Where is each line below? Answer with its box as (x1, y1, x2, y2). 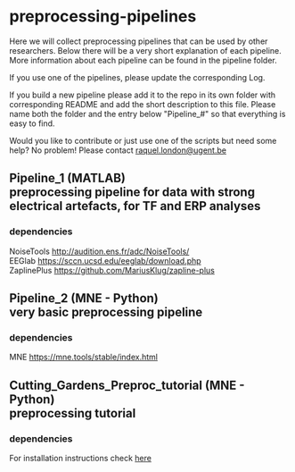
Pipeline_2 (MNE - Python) (9, 291, 159, 306)
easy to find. (9, 118, 55, 129)
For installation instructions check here (9, 453, 152, 463)
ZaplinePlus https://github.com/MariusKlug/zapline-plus (9, 265, 216, 275)
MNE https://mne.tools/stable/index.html (9, 351, 159, 363)
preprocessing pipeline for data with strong (9, 185, 256, 200)
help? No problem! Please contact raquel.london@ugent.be (9, 145, 227, 156)
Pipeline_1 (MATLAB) (9, 171, 127, 186)
